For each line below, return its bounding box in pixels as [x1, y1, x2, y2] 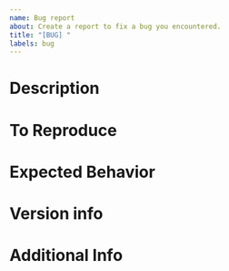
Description [9, 78, 100, 99]
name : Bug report [9, 13, 75, 23]
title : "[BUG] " [9, 30, 71, 39]
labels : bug [9, 38, 55, 48]
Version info [9, 203, 104, 224]
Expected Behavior [9, 162, 156, 182]
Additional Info [9, 245, 124, 266]
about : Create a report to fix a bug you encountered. [9, 22, 222, 31]
